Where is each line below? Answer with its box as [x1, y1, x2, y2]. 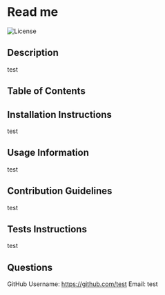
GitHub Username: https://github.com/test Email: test [7, 280, 158, 288]
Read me [7, 4, 59, 20]
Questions [7, 261, 53, 273]
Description [7, 47, 59, 59]
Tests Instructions [7, 223, 88, 235]
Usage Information [7, 147, 90, 159]
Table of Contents [7, 85, 86, 97]
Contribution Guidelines [7, 185, 113, 197]
